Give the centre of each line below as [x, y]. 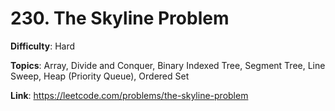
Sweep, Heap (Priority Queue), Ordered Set [100, 76]
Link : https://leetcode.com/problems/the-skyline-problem [129, 95]
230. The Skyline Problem [120, 18]
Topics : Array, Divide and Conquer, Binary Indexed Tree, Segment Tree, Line [168, 65]
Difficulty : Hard [43, 46]
